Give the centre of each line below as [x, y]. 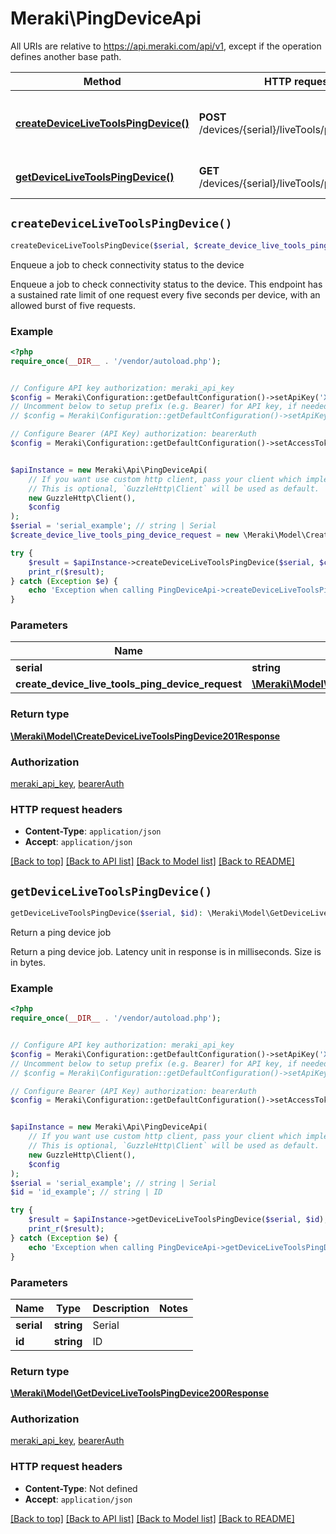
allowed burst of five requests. [73, 305]
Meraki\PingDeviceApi [106, 18]
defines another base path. [66, 56]
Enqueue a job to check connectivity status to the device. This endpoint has [166, 284]
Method [102, 81]
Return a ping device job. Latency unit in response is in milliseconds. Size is [166, 952]
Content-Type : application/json [93, 831]
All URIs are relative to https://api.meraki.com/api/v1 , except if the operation [166, 46]
